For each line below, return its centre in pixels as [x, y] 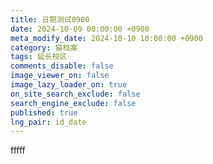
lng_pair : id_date [48, 122]
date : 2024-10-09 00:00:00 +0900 [80, 29]
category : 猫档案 [44, 47]
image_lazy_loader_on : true [69, 85]
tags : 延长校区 [39, 57]
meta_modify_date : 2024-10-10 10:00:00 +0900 [106, 38]
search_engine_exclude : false [73, 103]
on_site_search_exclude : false [75, 94]
